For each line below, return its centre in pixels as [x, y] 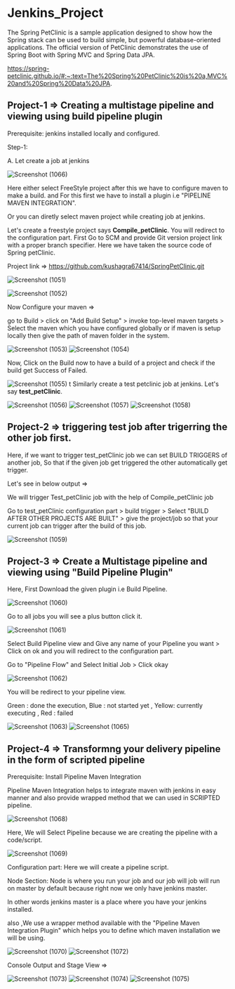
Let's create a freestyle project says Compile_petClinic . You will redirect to [116, 230]
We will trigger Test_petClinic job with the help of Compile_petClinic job [110, 497]
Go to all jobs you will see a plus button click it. [75, 616]
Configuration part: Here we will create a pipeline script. [88, 867]
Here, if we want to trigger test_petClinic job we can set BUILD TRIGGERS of [117, 455]
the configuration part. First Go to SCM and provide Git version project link [115, 238]
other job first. [39, 438]
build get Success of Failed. [47, 370]
